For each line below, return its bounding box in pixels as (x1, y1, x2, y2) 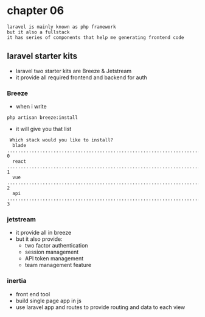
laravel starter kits (7, 51, 78, 62)
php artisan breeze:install (7, 115, 78, 121)
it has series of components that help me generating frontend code (7, 34, 184, 40)
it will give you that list (15, 126, 72, 133)
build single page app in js (15, 297, 82, 304)
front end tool (15, 290, 50, 297)
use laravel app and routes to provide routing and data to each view (15, 303, 186, 311)
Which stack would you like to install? (9, 137, 114, 143)
